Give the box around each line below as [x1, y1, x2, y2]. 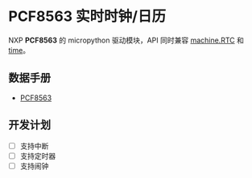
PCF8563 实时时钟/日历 [8, 7, 167, 26]
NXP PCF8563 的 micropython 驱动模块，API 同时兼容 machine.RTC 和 [8, 35, 244, 45]
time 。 [8, 45, 31, 55]
